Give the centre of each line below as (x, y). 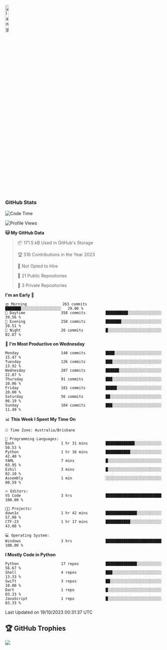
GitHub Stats (21, 203)
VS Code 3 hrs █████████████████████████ (83, 496)
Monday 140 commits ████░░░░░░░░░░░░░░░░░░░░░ (83, 353)
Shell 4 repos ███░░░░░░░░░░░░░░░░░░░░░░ (83, 572)
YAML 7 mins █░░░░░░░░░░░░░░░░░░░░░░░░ (83, 461)
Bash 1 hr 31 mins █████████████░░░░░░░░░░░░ (83, 443)
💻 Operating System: (27, 535)
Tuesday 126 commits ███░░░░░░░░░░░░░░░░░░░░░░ (83, 362)
